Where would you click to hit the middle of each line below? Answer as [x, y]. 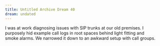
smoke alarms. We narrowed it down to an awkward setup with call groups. [80, 38]
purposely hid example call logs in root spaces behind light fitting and [75, 33]
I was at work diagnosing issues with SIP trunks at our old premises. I [74, 28]
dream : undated [20, 14]
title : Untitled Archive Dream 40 [40, 9]
